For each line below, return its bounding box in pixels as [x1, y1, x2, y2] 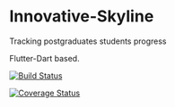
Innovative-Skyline [9, 6, 154, 27]
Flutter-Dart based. [9, 53, 80, 63]
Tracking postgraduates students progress [9, 36, 167, 46]
